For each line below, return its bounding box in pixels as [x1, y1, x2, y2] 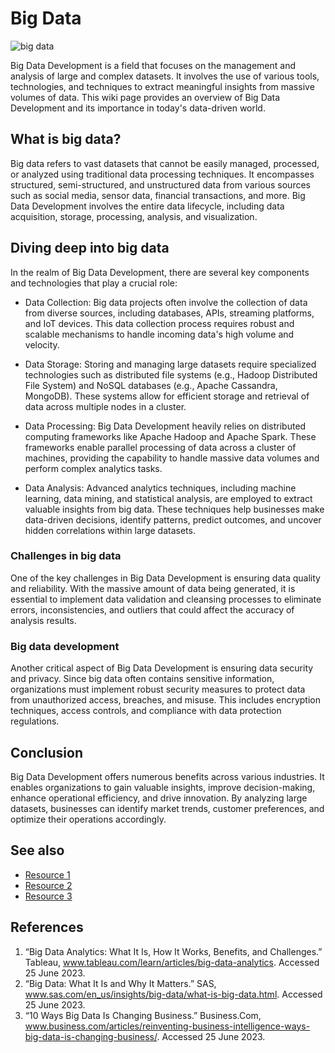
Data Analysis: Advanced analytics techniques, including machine [24, 482, 297, 494]
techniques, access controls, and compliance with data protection [10, 705, 282, 717]
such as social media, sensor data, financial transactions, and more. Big [10, 189, 306, 201]
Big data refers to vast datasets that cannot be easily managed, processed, [10, 157, 320, 169]
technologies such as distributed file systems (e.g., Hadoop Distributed [24, 368, 318, 381]
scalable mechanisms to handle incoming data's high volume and [24, 328, 295, 340]
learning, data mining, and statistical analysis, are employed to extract [24, 492, 313, 504]
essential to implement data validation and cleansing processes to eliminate [10, 593, 322, 605]
